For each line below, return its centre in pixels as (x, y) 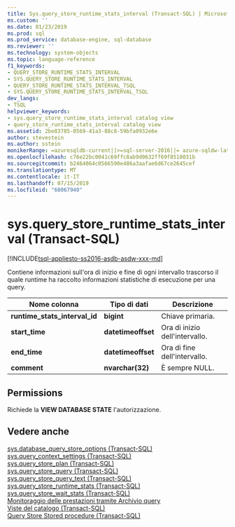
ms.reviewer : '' (31, 46)
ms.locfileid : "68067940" (45, 190)
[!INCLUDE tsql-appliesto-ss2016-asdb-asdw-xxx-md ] (85, 259)
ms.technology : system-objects (53, 53)
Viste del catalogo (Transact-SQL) (56, 508)
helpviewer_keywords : (39, 111)
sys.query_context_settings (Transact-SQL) (69, 456)
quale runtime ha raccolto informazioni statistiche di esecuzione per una (111, 280)
